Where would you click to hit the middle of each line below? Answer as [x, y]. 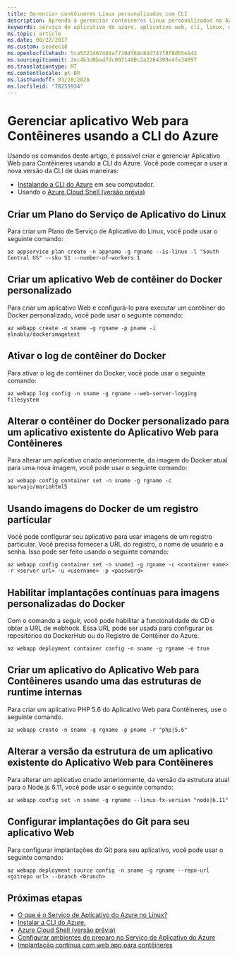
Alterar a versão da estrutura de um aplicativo [110, 751]
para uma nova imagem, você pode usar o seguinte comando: [97, 468]
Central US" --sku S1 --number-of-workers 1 [74, 258]
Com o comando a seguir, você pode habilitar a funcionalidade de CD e [111, 621]
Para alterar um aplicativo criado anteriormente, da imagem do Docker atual [117, 460]
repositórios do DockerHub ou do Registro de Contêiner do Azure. [103, 636]
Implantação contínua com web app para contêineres [95, 945]
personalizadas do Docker [66, 604]
